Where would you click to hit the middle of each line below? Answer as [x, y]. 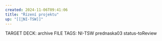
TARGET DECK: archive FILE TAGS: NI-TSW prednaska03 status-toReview [81, 33]
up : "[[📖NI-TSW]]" [24, 19]
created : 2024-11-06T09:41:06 [37, 10]
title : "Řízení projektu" [32, 14]
